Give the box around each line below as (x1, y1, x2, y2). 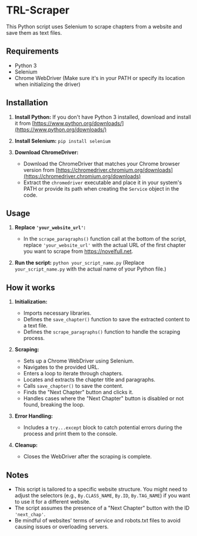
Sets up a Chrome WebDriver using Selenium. (23, 357, 134, 365)
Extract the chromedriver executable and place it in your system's (23, 179, 182, 186)
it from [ (14, 119, 34, 126)
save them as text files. (6, 29, 62, 36)
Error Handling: (14, 412, 54, 420)
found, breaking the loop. (23, 401, 85, 408)
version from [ (23, 166, 58, 174)
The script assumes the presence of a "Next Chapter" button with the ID (14, 504, 190, 511)
